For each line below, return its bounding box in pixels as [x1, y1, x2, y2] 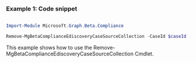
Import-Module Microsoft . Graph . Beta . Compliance [6, 23, 124, 29]
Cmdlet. [135, 50, 154, 57]
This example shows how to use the [6, 44, 92, 51]
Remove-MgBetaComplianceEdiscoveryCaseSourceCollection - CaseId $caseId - [6, 34, 192, 40]
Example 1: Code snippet [6, 5, 78, 13]
